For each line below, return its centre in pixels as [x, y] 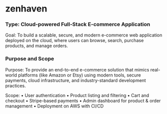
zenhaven [26, 9]
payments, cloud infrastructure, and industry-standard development [76, 80]
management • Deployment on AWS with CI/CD [55, 106]
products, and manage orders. [37, 46]
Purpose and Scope [30, 59]
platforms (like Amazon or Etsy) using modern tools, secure [79, 75]
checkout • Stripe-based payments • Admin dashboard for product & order [83, 100]
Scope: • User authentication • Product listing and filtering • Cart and [77, 95]
